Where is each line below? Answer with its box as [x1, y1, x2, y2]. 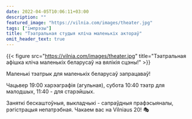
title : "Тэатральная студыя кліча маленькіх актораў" [6, 31, 143, 37]
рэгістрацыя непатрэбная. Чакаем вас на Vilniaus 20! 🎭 [6, 106, 150, 113]
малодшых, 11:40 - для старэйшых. [6, 88, 95, 95]
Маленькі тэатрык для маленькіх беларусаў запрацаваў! [6, 70, 151, 77]
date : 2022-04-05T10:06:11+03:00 [6, 8, 89, 15]
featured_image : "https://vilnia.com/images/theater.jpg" [6, 20, 153, 25]
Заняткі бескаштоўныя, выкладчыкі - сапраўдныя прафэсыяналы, [6, 99, 174, 107]
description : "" [6, 14, 46, 20]
